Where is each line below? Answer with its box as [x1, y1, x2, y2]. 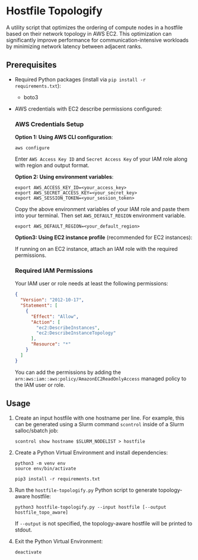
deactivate [14, 549, 42, 555]
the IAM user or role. [14, 381, 65, 388]
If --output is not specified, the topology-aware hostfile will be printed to [14, 520, 193, 527]
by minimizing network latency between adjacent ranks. [6, 43, 142, 50]
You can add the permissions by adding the [14, 369, 122, 376]
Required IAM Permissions [14, 266, 93, 275]
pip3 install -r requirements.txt [14, 476, 100, 482]
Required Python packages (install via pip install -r [14, 75, 146, 83]
